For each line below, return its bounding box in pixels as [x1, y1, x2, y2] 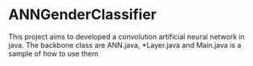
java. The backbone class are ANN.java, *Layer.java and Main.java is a [8, 40, 242, 49]
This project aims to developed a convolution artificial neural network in [8, 32, 245, 41]
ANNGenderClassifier [8, 6, 157, 24]
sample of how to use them [8, 49, 99, 58]
